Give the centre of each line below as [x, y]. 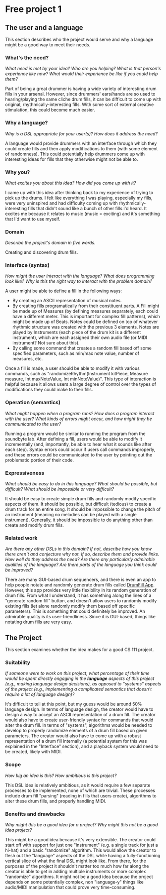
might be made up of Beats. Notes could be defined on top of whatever [85, 322]
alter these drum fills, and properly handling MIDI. [56, 801]
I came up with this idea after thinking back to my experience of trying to [79, 192]
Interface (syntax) [27, 265]
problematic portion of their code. [40, 460]
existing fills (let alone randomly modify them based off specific [70, 606]
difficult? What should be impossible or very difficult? [60, 489]
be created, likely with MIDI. [33, 752]
